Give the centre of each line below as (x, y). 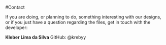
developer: (16, 27)
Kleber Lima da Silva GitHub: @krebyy (46, 37)
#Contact (15, 7)
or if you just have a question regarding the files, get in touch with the (78, 22)
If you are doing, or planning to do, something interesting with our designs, (83, 17)
